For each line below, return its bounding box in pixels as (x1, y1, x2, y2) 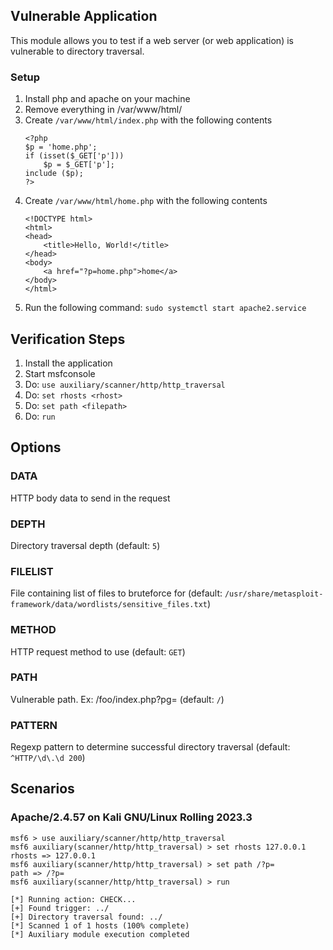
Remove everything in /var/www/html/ (24, 104, 183, 116)
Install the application (24, 357, 113, 369)
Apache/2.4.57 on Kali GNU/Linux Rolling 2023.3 (10, 810, 253, 824)
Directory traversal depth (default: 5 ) (10, 539, 161, 551)
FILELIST (10, 564, 54, 578)
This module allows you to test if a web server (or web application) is (10, 34, 294, 46)
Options (10, 439, 62, 456)
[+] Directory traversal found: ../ (10, 912, 163, 922)
